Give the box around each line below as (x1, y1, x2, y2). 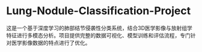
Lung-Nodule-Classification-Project (6, 4, 191, 18)
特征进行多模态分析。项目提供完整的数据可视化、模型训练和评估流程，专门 (6, 31, 191, 39)
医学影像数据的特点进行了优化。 (11, 39, 91, 46)
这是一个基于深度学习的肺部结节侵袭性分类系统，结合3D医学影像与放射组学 (6, 24, 192, 31)
